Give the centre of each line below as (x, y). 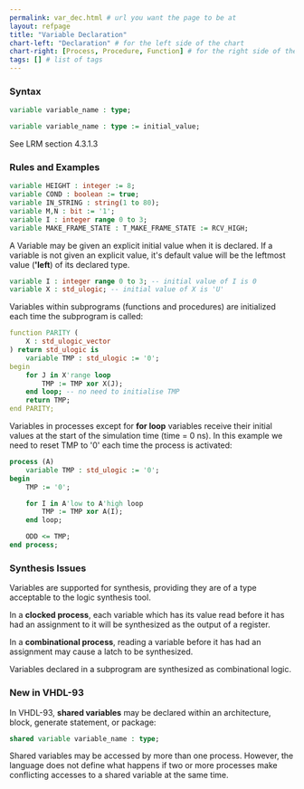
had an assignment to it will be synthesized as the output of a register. (140, 624)
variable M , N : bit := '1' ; (62, 211)
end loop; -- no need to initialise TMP (103, 392)
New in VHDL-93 (47, 693)
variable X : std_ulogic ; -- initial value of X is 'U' (117, 290)
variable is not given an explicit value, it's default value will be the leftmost (148, 255)
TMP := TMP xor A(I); (83, 512)
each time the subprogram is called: (76, 317)
